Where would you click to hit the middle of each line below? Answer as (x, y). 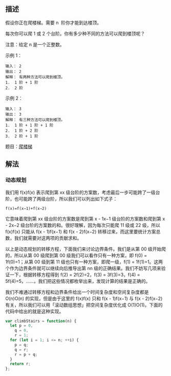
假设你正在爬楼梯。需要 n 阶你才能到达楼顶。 (54, 23)
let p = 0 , (22, 326)
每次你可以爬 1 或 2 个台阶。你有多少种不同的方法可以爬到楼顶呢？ (75, 33)
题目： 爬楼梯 (19, 146)
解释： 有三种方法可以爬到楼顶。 (35, 120)
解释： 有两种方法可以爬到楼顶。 (35, 77)
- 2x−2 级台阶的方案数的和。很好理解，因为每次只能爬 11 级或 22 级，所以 (83, 225)
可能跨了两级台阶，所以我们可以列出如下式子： (68, 199)
